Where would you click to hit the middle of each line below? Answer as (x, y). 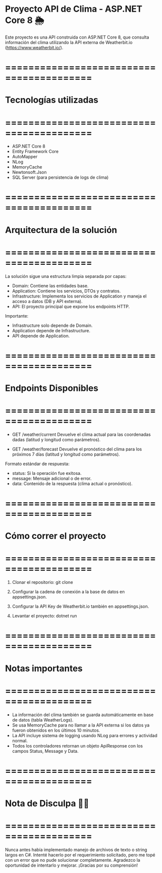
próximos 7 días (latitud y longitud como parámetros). (66, 454)
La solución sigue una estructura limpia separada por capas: (66, 276)
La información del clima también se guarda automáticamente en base (83, 715)
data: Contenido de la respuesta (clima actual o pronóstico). (72, 483)
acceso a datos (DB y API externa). (47, 301)
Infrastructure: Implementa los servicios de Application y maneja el (79, 296)
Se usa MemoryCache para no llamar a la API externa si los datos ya (81, 725)
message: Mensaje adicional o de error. (52, 478)
